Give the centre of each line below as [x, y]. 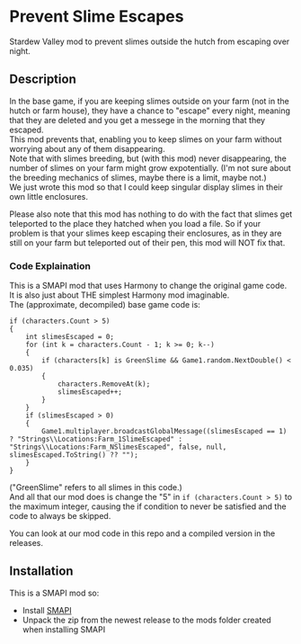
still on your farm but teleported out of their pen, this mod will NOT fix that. [147, 242]
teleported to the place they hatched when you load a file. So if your [135, 223]
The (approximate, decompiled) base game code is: [105, 305]
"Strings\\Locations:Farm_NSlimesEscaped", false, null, [118, 447]
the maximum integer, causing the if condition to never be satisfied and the [148, 506]
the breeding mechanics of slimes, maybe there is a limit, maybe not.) [138, 177]
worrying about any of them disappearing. [87, 148]
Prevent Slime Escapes [97, 17]
